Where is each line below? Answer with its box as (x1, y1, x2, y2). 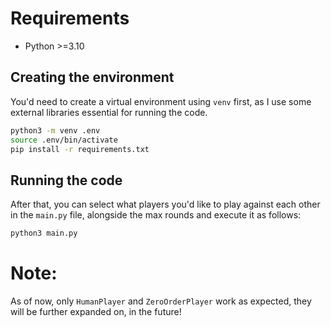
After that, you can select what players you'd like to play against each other (10, 198, 321, 211)
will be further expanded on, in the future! (10, 306, 182, 317)
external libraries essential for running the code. (10, 106, 208, 118)
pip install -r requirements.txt (10, 144, 150, 154)
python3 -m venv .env (10, 125, 101, 136)
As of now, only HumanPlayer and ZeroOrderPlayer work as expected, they (10, 295, 312, 307)
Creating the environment (10, 69, 175, 86)
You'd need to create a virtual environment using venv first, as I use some (10, 95, 312, 107)
